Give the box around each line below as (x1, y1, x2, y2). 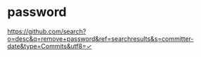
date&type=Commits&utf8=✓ (7, 42, 93, 50)
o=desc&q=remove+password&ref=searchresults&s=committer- (7, 34, 194, 42)
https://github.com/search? (7, 27, 86, 35)
